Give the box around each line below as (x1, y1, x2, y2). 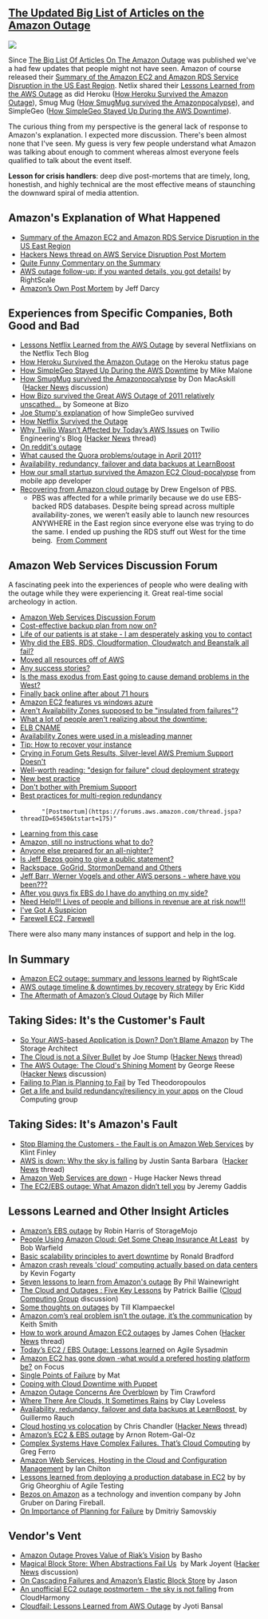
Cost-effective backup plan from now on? (19, 621, 157, 631)
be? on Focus (19, 1362, 65, 1371)
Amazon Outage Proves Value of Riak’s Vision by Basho (19, 1550, 203, 1560)
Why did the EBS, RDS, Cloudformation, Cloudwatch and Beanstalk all (19, 638, 250, 648)
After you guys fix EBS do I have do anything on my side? (19, 888, 209, 898)
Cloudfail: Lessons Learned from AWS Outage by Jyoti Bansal (19, 1601, 223, 1611)
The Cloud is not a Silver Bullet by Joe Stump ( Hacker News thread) (19, 1051, 243, 1062)
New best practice (19, 774, 81, 784)
